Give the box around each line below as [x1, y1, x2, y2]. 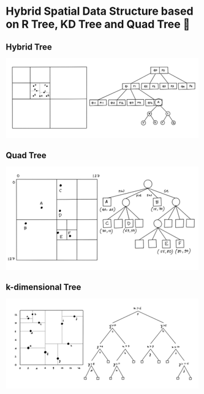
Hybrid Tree [6, 42, 53, 52]
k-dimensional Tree [6, 282, 81, 292]
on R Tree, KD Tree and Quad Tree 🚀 [6, 17, 191, 31]
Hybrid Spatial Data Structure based [6, 4, 194, 18]
